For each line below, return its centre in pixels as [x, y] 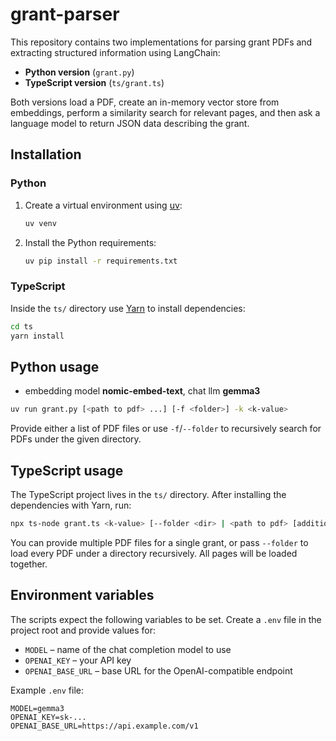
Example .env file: [47, 690]
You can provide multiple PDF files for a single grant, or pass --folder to [159, 542]
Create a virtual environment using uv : [103, 205]
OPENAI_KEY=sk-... [48, 717]
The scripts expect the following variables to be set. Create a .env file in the [166, 619]
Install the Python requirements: [90, 242]
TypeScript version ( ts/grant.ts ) [94, 82]
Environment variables [82, 595]
